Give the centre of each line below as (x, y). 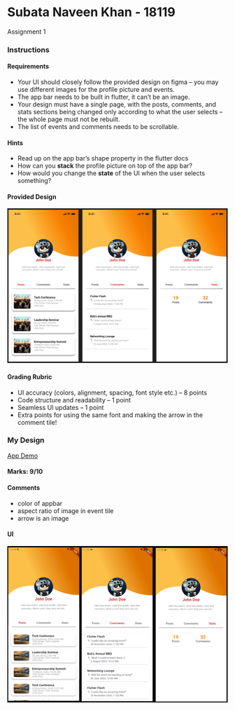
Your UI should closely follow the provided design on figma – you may (118, 82)
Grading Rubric (30, 376)
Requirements (28, 67)
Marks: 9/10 (25, 472)
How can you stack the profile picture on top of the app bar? (105, 166)
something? (34, 181)
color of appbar (40, 503)
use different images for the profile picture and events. (96, 90)
